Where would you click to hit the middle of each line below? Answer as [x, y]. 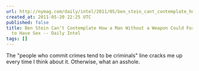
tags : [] [17, 39]
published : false [28, 22]
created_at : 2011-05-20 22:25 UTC [49, 17]
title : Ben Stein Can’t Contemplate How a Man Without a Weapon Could [95, 28]
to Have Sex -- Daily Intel [46, 33]
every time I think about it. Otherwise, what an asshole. [73, 62]
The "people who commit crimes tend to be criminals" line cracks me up [94, 55]
